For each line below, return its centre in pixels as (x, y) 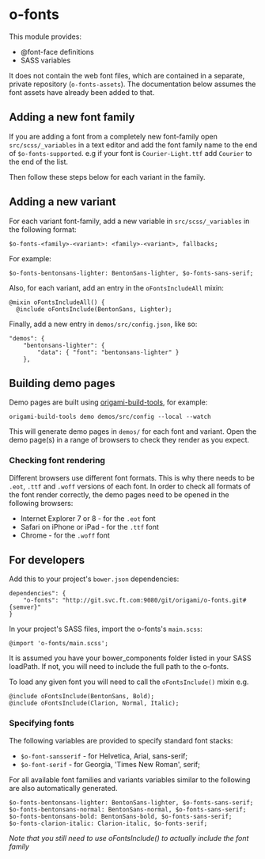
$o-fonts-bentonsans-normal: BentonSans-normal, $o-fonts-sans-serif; (128, 809)
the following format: (43, 229)
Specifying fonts (42, 724)
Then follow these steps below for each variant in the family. (107, 177)
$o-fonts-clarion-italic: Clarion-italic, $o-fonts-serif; (108, 823)
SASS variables (45, 60)
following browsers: (41, 503)
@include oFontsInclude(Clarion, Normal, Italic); (94, 703)
